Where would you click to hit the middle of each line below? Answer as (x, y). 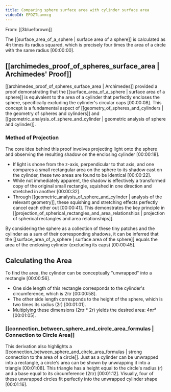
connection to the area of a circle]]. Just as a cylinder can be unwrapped (82, 357)
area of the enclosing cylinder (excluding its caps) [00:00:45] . (70, 245)
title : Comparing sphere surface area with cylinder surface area (77, 10)
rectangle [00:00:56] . (28, 279)
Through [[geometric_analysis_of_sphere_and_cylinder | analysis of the (87, 197)
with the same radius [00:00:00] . (40, 50)
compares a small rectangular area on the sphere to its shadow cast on (87, 170)
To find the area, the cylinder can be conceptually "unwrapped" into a (79, 273)
